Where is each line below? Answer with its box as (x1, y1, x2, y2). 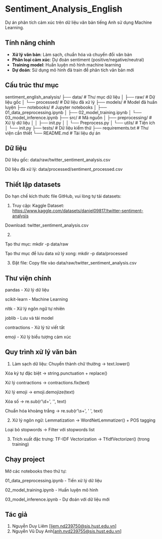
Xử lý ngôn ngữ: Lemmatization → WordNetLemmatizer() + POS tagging (12, 417, 156, 423)
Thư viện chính (5, 274, 52, 282)
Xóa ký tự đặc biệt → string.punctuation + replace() (5, 370, 108, 376)
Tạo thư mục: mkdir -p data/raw (5, 241, 69, 247)
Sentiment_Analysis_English (5, 3, 123, 15)
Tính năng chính (5, 39, 55, 47)
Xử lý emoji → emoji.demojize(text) (5, 389, 75, 395)
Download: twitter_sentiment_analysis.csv (5, 222, 89, 229)
